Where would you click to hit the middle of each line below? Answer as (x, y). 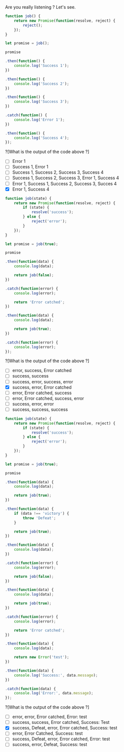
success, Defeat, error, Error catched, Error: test (61, 739)
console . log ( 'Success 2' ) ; (42, 84)
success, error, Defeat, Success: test (50, 745)
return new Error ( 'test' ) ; (42, 657)
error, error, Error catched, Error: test (49, 717)
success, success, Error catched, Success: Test (61, 722)
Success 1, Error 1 (30, 167)
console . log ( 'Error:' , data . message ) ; (54, 693)
